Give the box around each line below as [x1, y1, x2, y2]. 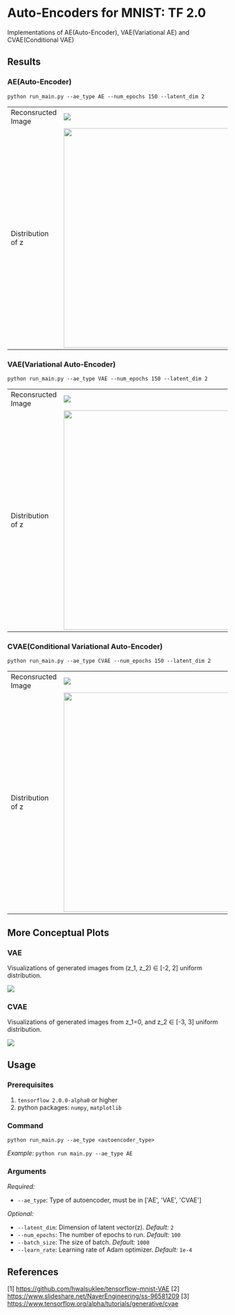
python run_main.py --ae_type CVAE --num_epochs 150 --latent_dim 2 [7, 658, 211, 665]
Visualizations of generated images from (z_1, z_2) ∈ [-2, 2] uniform [7, 963, 203, 972]
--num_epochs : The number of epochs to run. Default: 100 [17, 1231, 181, 1239]
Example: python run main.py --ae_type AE [7, 1149, 133, 1158]
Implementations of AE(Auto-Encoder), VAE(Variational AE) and [7, 28, 190, 37]
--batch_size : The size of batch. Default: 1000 [17, 1238, 150, 1247]
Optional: [7, 1210, 34, 1218]
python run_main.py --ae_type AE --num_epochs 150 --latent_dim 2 [7, 93, 205, 100]
